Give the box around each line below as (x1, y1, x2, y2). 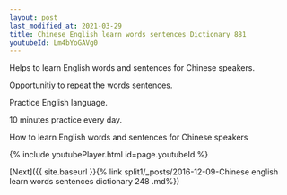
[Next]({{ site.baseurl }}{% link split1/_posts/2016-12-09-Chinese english (9, 166, 279, 177)
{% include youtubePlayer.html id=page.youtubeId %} (9, 149, 209, 160)
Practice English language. (9, 97, 108, 108)
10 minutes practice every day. (9, 114, 123, 125)
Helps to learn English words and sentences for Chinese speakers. (9, 63, 256, 73)
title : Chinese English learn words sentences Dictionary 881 (9, 30, 247, 38)
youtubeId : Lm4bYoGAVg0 (9, 38, 99, 47)
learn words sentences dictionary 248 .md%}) (9, 176, 180, 187)
